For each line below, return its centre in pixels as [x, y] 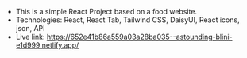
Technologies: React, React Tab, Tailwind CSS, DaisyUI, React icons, [127, 20]
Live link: [30, 37]
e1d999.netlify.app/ [47, 45]
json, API [30, 28]
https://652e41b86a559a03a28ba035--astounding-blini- [139, 37]
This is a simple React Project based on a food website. [106, 12]
